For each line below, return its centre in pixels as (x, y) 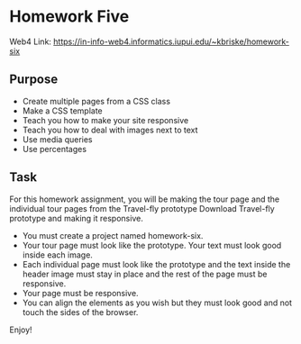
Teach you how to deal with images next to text (110, 130)
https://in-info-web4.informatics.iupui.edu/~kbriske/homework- (172, 41)
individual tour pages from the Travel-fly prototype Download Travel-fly (142, 208)
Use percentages (55, 149)
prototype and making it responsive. (77, 218)
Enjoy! (21, 330)
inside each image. (57, 255)
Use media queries (57, 139)
